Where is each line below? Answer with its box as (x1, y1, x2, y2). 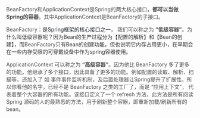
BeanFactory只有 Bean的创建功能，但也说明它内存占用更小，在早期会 (24, 41, 193, 48)
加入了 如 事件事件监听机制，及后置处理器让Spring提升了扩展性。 (26, 76, 187, 83)
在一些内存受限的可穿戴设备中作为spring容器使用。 (6, 48, 132, 55)
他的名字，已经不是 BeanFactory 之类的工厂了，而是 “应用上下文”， (21, 83, 187, 90)
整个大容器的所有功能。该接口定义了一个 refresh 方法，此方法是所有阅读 (16, 91, 194, 98)
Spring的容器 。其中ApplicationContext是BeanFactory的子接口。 (6, 13, 164, 20)
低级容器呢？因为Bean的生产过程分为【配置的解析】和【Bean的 (21, 33, 177, 41)
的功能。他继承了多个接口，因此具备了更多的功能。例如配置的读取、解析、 (6, 69, 189, 75)
